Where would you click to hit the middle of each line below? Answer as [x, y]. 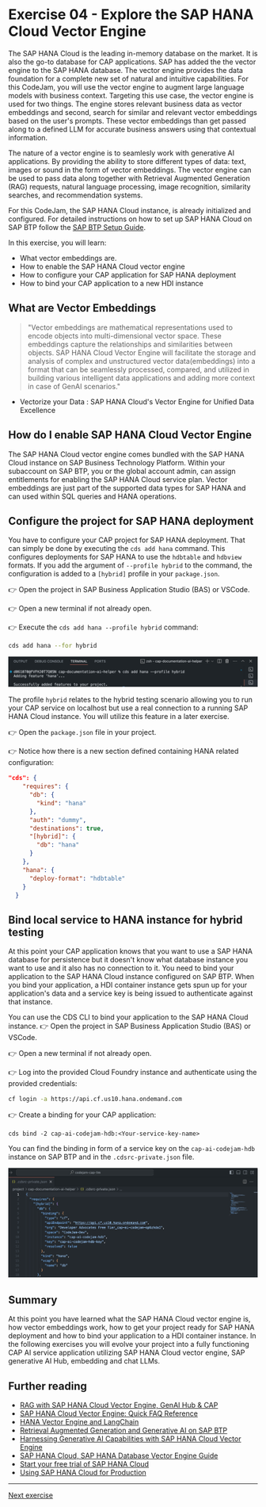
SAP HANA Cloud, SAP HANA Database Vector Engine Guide [119, 1455]
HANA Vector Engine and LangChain [79, 1421]
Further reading [47, 1386]
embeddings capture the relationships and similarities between [130, 344]
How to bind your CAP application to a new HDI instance [111, 283]
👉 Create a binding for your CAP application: [82, 1115]
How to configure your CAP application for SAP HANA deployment [128, 274]
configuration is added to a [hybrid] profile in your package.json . [114, 574]
